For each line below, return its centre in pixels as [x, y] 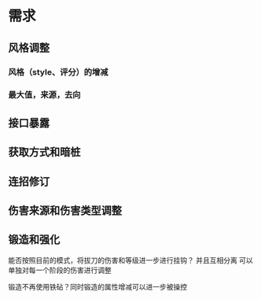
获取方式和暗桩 [44, 152]
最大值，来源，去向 [44, 95]
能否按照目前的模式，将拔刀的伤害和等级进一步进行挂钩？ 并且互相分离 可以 [130, 260]
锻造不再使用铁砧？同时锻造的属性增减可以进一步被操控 [97, 286]
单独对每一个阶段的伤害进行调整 [60, 270]
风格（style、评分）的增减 [58, 72]
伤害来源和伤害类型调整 [65, 210]
